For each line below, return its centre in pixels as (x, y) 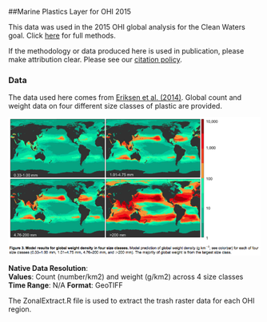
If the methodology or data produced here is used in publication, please (126, 51)
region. (20, 309)
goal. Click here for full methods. (62, 36)
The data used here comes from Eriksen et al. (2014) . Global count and (125, 97)
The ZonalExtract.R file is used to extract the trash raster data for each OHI (132, 300)
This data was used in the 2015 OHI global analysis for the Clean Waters (127, 27)
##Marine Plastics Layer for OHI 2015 (70, 12)
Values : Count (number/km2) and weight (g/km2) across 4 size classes (126, 276)
